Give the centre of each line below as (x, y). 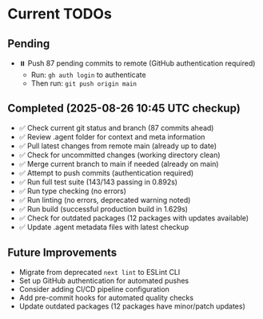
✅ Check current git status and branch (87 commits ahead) (116, 127)
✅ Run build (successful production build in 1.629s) (104, 208)
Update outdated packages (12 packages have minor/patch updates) (132, 306)
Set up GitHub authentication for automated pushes (104, 281)
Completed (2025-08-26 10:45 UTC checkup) (124, 109)
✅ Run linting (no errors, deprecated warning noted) (105, 200)
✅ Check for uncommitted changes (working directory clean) (120, 155)
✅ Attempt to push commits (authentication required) (106, 172)
